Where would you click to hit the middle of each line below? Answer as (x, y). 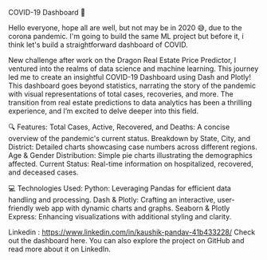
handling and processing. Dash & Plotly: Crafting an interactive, (112, 200)
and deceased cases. (43, 172)
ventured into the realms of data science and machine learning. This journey (133, 69)
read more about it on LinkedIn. (60, 249)
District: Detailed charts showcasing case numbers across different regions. (133, 147)
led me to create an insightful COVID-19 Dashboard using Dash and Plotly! (130, 77)
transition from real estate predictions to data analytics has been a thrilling (130, 102)
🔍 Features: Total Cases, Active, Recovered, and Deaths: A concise (119, 127)
